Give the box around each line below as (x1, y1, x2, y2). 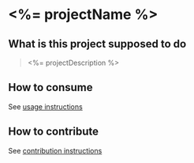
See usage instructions (8, 101, 83, 112)
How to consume (8, 81, 93, 94)
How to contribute (8, 125, 99, 138)
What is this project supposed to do (8, 37, 187, 51)
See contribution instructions (8, 146, 103, 155)
